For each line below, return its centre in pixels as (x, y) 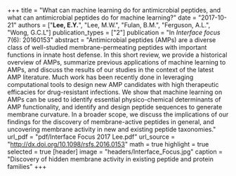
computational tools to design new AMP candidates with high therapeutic (113, 84)
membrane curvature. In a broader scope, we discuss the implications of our (118, 114)
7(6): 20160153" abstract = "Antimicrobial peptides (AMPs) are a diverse (112, 40)
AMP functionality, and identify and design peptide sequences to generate (115, 107)
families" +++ (27, 167)
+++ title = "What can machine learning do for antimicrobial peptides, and (114, 10)
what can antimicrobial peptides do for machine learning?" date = (102, 18)
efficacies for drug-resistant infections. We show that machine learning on (115, 92)
